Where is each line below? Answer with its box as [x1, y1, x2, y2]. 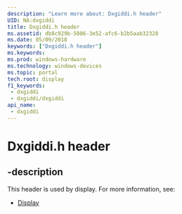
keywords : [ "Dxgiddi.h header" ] [7, 43, 102, 50]
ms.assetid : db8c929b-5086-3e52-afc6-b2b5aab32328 [7, 29, 159, 37]
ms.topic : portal [7, 69, 58, 76]
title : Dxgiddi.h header [7, 23, 80, 30]
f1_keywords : [7, 82, 46, 89]
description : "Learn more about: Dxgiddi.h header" [7, 10, 162, 18]
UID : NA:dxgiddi [7, 17, 55, 24]
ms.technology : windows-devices [7, 62, 102, 69]
